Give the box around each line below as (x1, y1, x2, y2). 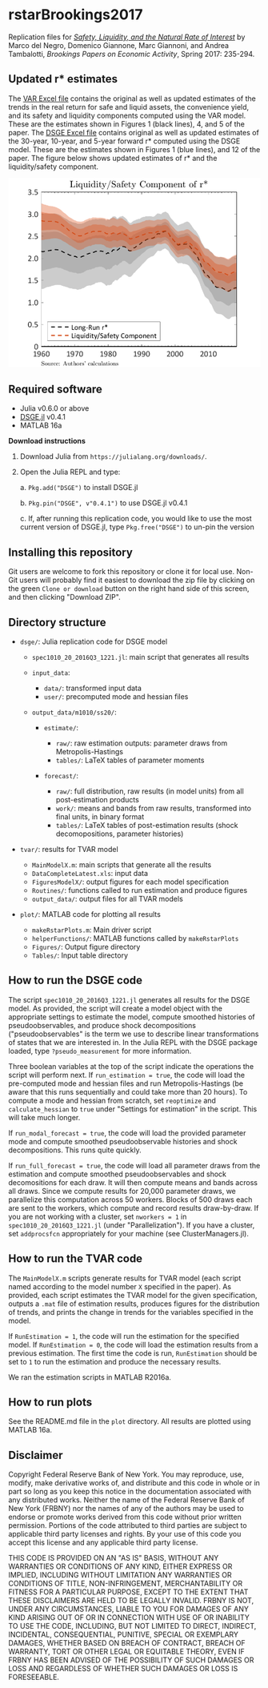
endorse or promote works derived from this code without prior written (8, 1512, 242, 1522)
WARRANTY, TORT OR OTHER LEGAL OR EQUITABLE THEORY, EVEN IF (8, 1647, 246, 1657)
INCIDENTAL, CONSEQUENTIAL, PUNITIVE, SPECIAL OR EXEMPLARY (8, 1630, 238, 1639)
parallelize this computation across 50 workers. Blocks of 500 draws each (8, 1195, 253, 1204)
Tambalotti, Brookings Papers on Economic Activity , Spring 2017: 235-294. (8, 49, 255, 58)
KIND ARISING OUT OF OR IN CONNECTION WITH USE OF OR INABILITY (8, 1613, 250, 1622)
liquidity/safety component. (8, 162, 98, 171)
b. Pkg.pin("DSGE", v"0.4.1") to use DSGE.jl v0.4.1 (19, 498, 188, 508)
